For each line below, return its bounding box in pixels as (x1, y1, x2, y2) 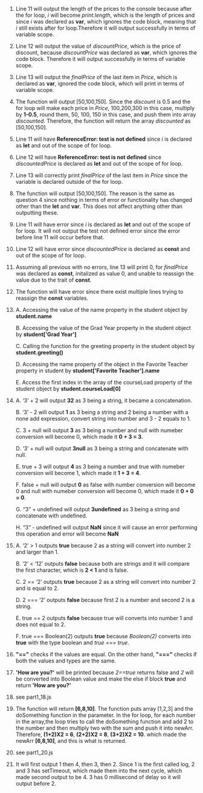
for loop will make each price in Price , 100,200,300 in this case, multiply (15, 105, 195, 111)
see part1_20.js (15, 749, 53, 756)
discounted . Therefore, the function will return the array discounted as (15, 117, 191, 125)
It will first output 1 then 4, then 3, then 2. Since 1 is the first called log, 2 (15, 761, 195, 768)
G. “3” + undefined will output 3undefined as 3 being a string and (15, 506, 180, 513)
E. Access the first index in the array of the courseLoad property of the (15, 379, 192, 386)
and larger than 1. (15, 548, 59, 555)
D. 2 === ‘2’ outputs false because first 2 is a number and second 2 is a (15, 597, 195, 603)
